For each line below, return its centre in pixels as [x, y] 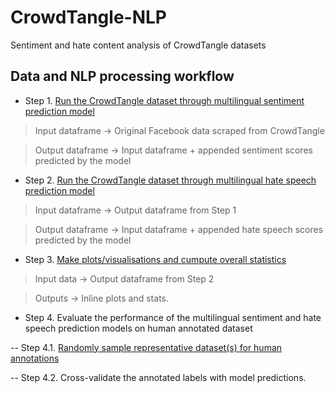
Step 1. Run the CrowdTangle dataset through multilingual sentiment [164, 100]
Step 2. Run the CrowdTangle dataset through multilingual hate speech [170, 180]
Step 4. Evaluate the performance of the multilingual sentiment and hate [173, 317]
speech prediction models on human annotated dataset [138, 328]
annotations [35, 358]
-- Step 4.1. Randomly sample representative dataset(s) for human [146, 347]
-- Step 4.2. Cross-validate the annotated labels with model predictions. [158, 377]
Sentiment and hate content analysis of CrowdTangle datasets [138, 45]
